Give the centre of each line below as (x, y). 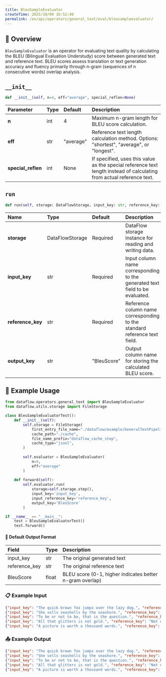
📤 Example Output (28, 639)
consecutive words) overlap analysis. (43, 72)
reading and (139, 244)
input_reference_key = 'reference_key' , (71, 498)
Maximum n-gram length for (125, 118)
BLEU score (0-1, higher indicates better (110, 574)
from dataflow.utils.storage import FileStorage (56, 407)
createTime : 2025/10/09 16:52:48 (40, 14)
